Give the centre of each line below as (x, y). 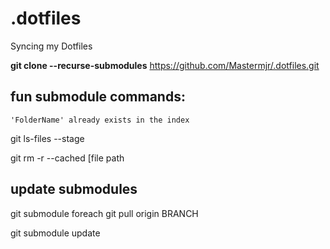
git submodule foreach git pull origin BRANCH (104, 213)
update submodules (74, 189)
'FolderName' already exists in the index (100, 120)
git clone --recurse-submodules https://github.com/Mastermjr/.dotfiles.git (165, 65)
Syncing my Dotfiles (51, 46)
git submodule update (55, 233)
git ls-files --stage (47, 138)
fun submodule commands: (98, 97)
